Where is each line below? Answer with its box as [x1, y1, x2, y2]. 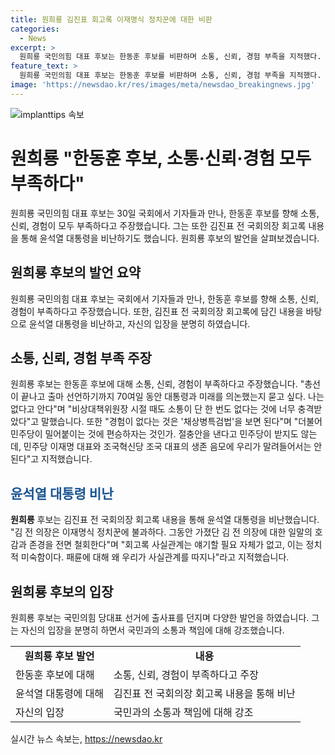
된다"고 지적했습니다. [10, 453, 93, 465]
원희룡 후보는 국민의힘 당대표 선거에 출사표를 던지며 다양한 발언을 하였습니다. [10, 611, 310, 623]
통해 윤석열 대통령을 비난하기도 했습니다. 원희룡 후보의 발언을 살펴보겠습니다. [20, 232, 320, 244]
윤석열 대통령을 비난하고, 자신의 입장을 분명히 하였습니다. [28, 317, 251, 330]
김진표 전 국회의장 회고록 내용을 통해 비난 [113, 686, 296, 700]
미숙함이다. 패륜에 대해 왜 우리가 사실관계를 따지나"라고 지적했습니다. [20, 551, 290, 563]
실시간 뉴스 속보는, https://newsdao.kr [10, 732, 163, 745]
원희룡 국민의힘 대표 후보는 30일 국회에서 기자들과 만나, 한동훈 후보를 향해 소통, [10, 207, 320, 219]
